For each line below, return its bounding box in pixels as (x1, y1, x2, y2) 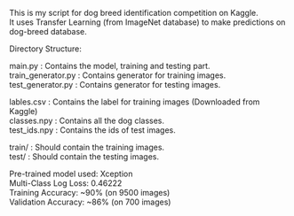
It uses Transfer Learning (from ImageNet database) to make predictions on (9, 17, 286, 27)
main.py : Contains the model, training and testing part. (9, 61, 211, 71)
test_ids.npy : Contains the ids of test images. (9, 125, 176, 135)
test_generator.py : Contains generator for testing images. (9, 80, 221, 89)
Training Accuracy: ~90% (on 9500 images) (9, 188, 171, 197)
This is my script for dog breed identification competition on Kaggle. (9, 8, 259, 18)
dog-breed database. (9, 27, 87, 36)
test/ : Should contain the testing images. (9, 151, 160, 162)
